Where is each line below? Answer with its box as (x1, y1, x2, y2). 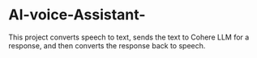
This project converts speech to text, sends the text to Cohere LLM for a (8, 32, 250, 42)
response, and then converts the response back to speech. (8, 40, 206, 50)
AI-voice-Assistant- (8, 6, 146, 24)
